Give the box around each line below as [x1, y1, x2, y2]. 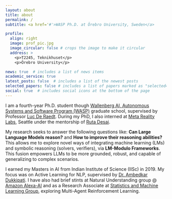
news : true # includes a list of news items [5, 69, 104, 75]
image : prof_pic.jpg [10, 41, 54, 46]
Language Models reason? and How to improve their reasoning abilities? [5, 134, 163, 140]
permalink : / [5, 17, 33, 22]
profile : [5, 31, 24, 37]
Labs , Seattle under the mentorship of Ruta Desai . [5, 119, 111, 125]
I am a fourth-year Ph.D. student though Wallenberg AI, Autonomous [5, 102, 149, 108]
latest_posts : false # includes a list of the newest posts [5, 79, 139, 84]
